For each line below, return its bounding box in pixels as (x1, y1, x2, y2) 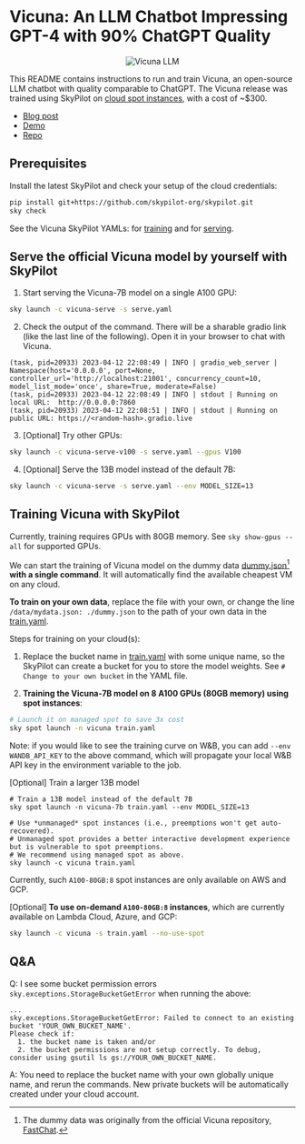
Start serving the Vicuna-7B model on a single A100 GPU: (22, 287, 238, 298)
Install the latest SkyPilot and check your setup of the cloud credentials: (9, 180, 278, 191)
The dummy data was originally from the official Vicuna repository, (22, 1114, 272, 1125)
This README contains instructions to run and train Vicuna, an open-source (9, 73, 293, 84)
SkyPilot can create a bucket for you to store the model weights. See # (22, 661, 286, 672)
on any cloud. (9, 579, 61, 590)
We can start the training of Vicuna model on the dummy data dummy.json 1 (9, 557, 290, 570)
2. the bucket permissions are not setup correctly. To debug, (17, 1045, 261, 1054)
